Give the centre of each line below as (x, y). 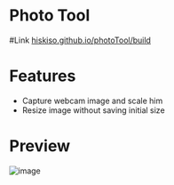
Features (43, 76)
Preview (40, 146)
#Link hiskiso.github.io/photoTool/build (80, 40)
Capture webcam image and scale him (92, 101)
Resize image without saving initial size (94, 110)
